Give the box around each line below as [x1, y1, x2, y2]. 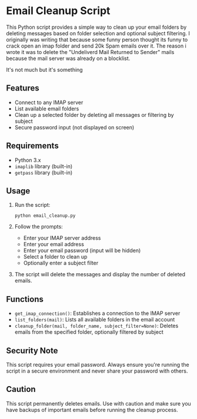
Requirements [6, 141, 59, 151]
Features [6, 83, 39, 93]
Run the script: [14, 202, 51, 209]
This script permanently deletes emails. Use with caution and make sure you [6, 400, 191, 407]
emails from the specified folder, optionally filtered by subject [14, 329, 163, 336]
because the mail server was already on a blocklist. [6, 55, 131, 62]
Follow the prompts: [14, 223, 63, 230]
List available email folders [14, 105, 79, 112]
